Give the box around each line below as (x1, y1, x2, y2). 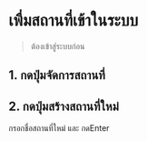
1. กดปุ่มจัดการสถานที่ (8, 67, 106, 83)
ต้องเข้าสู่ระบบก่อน (30, 40, 85, 51)
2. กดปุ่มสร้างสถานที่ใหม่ (8, 98, 120, 114)
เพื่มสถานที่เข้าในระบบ (8, 10, 139, 31)
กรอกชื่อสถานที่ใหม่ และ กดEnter (8, 123, 110, 134)
